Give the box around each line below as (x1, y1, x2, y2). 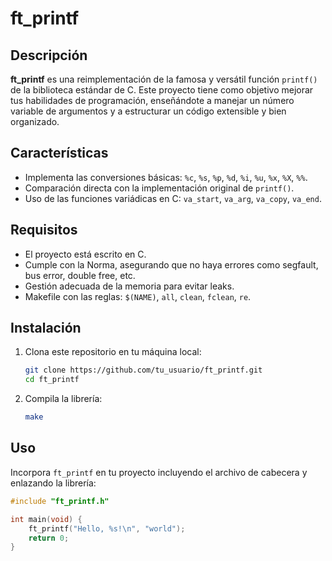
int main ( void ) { (10, 514, 83, 524)
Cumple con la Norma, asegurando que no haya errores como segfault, (24, 258, 319, 271)
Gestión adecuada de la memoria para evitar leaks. (24, 280, 235, 292)
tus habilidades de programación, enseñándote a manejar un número (10, 95, 295, 106)
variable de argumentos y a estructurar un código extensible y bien (10, 105, 287, 117)
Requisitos (10, 222, 78, 239)
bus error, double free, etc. (24, 269, 136, 281)
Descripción (10, 47, 88, 64)
